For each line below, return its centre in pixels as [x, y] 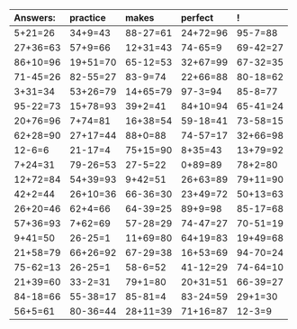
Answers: [35, 18]
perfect [198, 18]
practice [88, 18]
